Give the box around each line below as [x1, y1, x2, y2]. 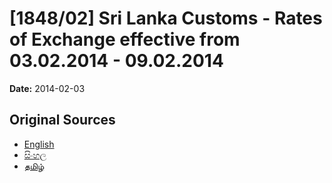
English [23, 138, 55, 150]
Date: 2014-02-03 [9, 82, 86, 94]
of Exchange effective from [9, 28, 241, 51]
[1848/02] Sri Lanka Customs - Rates [9, 7, 323, 30]
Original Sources [9, 112, 116, 129]
